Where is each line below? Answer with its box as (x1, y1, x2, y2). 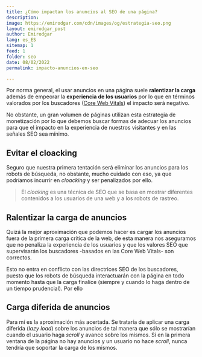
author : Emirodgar (6, 31, 52, 37)
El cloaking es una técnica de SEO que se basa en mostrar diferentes (21, 188, 193, 196)
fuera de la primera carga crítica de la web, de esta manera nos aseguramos (6, 235, 197, 242)
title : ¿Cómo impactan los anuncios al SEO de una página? (6, 8, 158, 15)
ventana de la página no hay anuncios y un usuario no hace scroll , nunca (6, 337, 188, 344)
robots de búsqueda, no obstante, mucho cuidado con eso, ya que (6, 170, 172, 178)
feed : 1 (6, 48, 26, 54)
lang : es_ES (6, 37, 36, 43)
